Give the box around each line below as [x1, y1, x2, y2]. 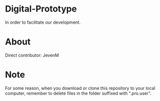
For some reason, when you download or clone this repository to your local [5, 85, 156, 91]
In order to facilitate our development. [5, 19, 81, 25]
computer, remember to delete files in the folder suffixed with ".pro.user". [5, 90, 152, 96]
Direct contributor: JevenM [5, 52, 59, 58]
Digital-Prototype [5, 3, 77, 14]
